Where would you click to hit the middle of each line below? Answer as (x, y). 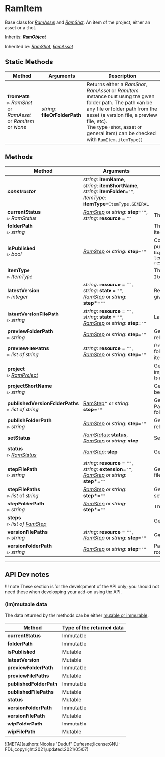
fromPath (19, 96)
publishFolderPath (29, 420)
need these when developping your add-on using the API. (63, 592)
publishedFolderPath (33, 684)
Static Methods (29, 62)
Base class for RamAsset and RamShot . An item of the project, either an (78, 22)
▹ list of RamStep (27, 524)
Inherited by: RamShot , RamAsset (39, 46)
